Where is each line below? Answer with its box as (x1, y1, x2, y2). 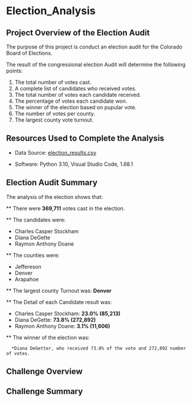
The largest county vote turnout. (14, 116, 94, 123)
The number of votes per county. (14, 110, 96, 117)
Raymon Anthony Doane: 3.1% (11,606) (14, 322, 110, 329)
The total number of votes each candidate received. (14, 91, 141, 98)
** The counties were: (6, 251, 60, 259)
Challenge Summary (6, 387, 83, 397)
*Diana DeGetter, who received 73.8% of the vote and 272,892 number (11, 345, 186, 351)
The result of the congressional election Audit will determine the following (6, 61, 186, 68)
